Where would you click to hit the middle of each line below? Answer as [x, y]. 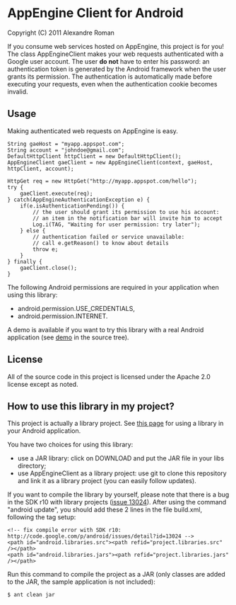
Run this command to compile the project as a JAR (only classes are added [117, 575]
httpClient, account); [41, 169]
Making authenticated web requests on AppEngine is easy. [93, 131]
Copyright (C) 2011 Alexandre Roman [61, 33]
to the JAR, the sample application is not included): [81, 582]
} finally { [25, 261]
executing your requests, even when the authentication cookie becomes [112, 84]
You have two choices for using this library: [70, 445]
